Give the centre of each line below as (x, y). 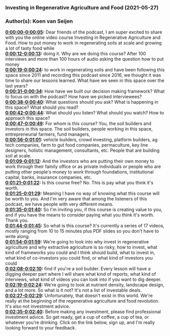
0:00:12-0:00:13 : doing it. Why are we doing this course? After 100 (76, 54)
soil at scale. (18, 156)
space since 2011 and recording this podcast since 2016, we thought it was (83, 75)
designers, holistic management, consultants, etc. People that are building (82, 150)
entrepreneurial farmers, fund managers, (48, 134)
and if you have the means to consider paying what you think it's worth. (80, 215)
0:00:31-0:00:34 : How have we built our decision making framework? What (85, 91)
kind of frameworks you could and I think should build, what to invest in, (80, 253)
